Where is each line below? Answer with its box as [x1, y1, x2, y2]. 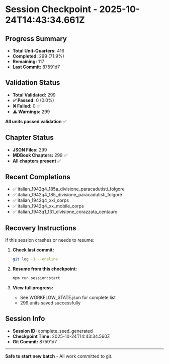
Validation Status [5, 78, 60, 87]
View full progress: [12, 285, 54, 291]
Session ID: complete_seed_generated [12, 328, 93, 334]
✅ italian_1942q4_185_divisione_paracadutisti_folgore [12, 192, 122, 198]
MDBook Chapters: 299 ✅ [12, 152, 68, 158]
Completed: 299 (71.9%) [12, 53, 64, 59]
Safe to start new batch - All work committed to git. [5, 353, 113, 359]
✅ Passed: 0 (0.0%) [12, 97, 54, 103]
